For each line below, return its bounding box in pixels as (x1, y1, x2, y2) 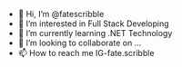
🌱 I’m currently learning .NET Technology (17, 28, 173, 38)
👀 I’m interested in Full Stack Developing (17, 18, 170, 29)
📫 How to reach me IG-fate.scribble (17, 48, 155, 58)
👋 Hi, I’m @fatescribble (17, 9, 105, 19)
